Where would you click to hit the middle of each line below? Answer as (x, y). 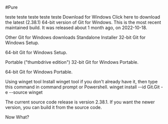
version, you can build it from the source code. (54, 107)
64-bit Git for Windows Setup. (36, 52)
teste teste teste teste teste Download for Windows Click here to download (83, 17)
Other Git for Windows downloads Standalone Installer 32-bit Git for (75, 37)
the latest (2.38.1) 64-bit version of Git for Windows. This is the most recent (83, 22)
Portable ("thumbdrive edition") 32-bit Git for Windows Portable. (72, 62)
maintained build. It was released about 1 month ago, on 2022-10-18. (76, 28)
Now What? (17, 117)
